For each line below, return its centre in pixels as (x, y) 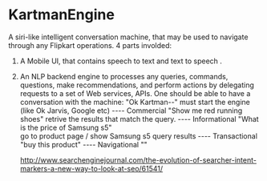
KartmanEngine (61, 15)
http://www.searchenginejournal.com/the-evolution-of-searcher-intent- (138, 160)
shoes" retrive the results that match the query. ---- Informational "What (139, 119)
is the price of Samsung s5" (66, 127)
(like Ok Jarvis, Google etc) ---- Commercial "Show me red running (131, 111)
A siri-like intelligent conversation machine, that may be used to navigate (128, 37)
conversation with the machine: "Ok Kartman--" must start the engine (135, 102)
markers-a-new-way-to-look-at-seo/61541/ (91, 168)
